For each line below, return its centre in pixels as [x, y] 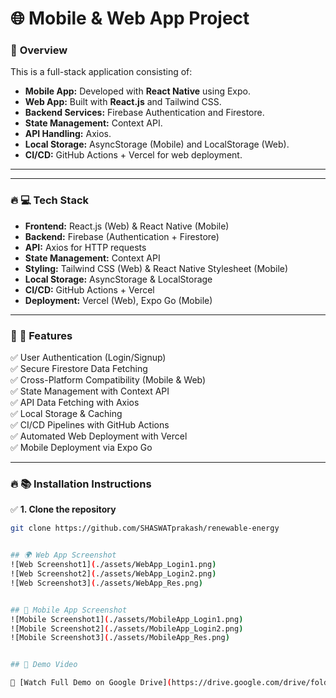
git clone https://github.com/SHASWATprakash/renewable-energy [145, 528]
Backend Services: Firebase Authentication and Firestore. [144, 113]
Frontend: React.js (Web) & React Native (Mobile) [127, 226]
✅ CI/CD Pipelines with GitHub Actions [90, 425]
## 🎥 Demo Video [44, 665]
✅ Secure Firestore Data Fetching [79, 369]
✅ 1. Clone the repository [63, 509]
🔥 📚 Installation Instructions [81, 484]
